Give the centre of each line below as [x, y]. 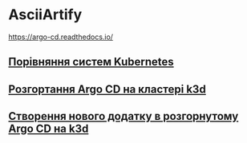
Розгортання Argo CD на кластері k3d [107, 89]
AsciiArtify [45, 15]
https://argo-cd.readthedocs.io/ [61, 37]
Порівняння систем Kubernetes [91, 62]
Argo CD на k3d [49, 129]
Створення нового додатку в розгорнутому [123, 116]
